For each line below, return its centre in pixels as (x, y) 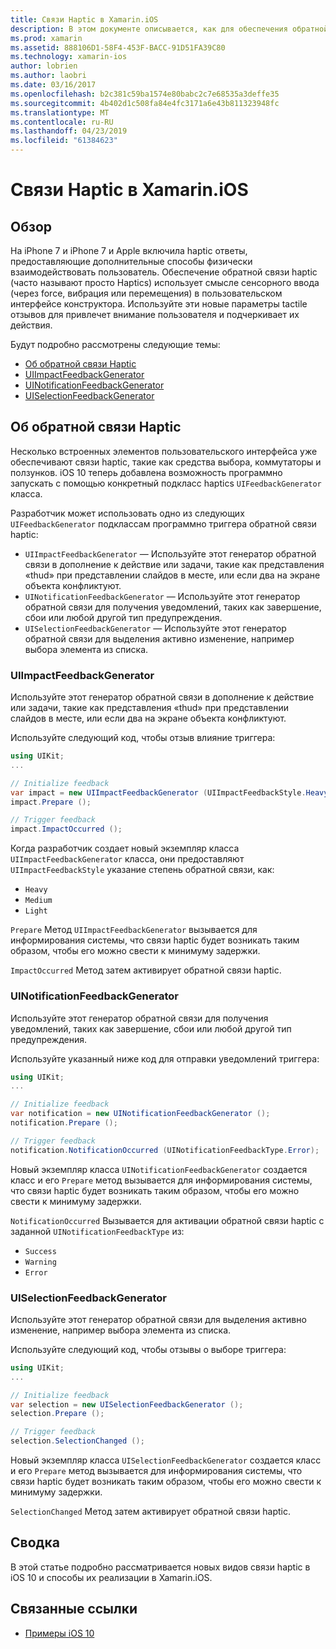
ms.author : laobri (48, 76)
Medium (38, 901)
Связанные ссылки (74, 1609)
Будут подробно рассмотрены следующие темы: (115, 344)
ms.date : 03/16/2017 (53, 85)
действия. (31, 325)
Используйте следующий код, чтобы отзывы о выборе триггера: (148, 1349)
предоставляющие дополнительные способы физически (131, 261)
